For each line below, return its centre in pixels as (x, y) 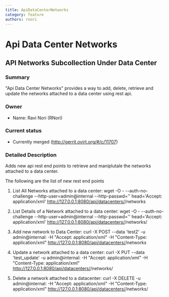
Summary (18, 77)
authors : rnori (21, 19)
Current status (23, 131)
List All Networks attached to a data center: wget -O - (68, 191)
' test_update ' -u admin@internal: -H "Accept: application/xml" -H (80, 258)
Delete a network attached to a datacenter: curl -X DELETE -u (77, 278)
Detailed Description (31, 155)
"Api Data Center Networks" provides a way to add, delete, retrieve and (79, 88)
